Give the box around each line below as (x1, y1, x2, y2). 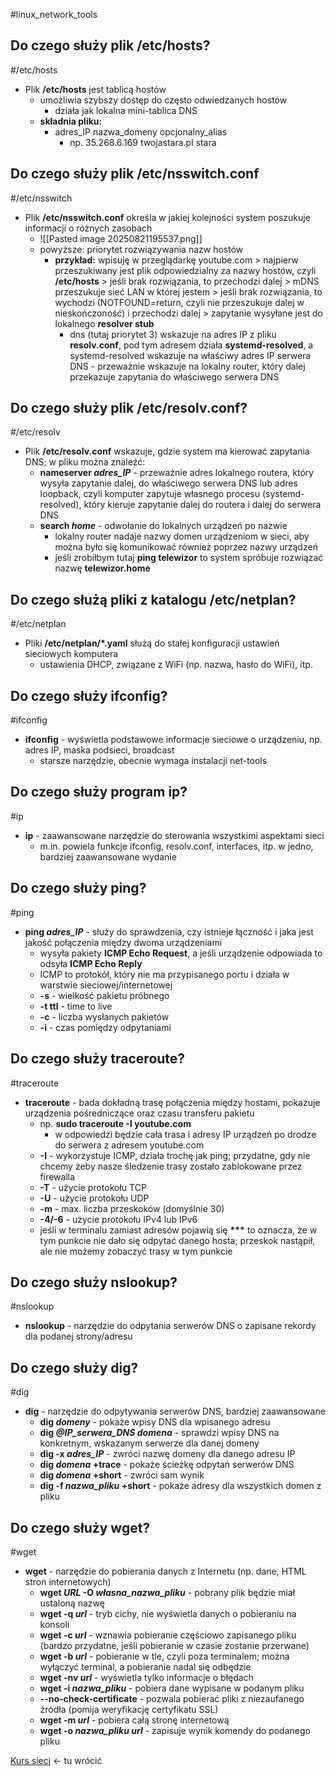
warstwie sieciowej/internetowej (39, 979, 173, 991)
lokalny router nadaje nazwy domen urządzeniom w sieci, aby (54, 530, 310, 543)
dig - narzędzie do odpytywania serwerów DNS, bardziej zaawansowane (24, 1405, 326, 1418)
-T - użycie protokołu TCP (39, 1181, 147, 1193)
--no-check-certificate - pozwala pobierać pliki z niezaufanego (39, 1692, 305, 1704)
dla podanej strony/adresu (24, 1330, 133, 1343)
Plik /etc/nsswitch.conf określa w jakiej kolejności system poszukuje (24, 211, 311, 223)
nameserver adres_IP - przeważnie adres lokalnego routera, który (39, 467, 315, 479)
